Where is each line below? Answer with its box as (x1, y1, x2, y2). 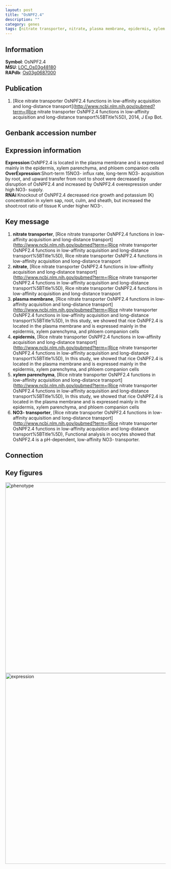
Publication (5, 84, 42, 93)
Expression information (5, 146, 81, 155)
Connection (5, 451, 43, 460)
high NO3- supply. (5, 186, 44, 192)
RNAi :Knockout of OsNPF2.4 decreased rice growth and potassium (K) (5, 192, 154, 198)
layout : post (5, 7, 33, 13)
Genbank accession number (5, 129, 97, 137)
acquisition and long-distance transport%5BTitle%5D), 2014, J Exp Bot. (12, 114, 163, 120)
